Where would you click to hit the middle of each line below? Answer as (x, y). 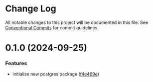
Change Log (31, 9)
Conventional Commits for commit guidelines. (52, 27)
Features (16, 64)
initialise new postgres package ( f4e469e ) (56, 74)
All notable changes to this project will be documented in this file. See (77, 22)
